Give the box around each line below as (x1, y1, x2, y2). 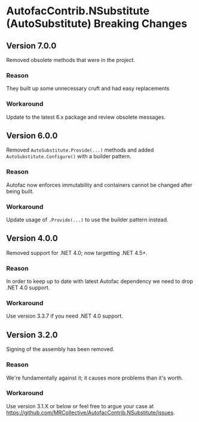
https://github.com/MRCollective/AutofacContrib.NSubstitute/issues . (6, 409, 175, 416)
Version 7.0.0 (6, 41, 57, 51)
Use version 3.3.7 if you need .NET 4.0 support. (6, 312, 124, 320)
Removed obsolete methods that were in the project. (6, 57, 136, 63)
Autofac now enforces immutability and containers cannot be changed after (6, 181, 193, 189)
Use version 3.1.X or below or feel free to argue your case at (6, 402, 154, 409)
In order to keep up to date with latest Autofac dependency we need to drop (6, 278, 193, 285)
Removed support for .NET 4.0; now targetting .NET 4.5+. (6, 249, 148, 256)
